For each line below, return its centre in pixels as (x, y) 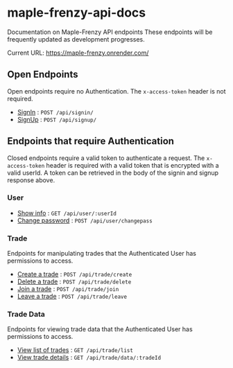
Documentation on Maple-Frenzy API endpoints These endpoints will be (110, 32)
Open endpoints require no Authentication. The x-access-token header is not (116, 91)
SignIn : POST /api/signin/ (55, 112)
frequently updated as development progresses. (76, 39)
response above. (31, 180)
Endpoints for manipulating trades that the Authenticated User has (102, 254)
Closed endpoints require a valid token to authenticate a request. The (106, 158)
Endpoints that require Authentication (91, 141)
